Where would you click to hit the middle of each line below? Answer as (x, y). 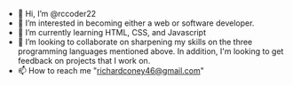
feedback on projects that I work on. (84, 61)
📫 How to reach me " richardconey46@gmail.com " (111, 70)
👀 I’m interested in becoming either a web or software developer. (136, 23)
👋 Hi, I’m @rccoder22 (57, 14)
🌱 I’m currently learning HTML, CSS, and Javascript (112, 32)
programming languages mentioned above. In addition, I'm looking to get (150, 51)
